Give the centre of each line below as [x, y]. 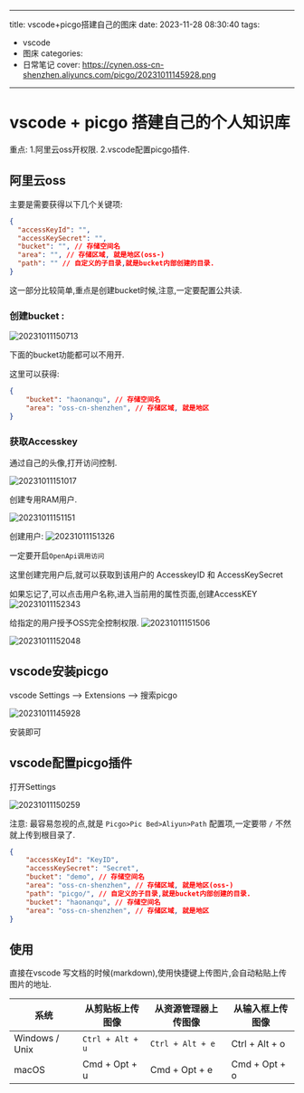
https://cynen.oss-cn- [123, 65]
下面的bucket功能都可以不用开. [67, 355]
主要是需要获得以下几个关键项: [66, 204]
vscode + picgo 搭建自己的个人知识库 [150, 123]
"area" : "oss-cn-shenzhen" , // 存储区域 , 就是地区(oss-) [129, 886]
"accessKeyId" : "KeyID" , [72, 860]
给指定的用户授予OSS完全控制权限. [74, 623]
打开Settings [33, 786]
